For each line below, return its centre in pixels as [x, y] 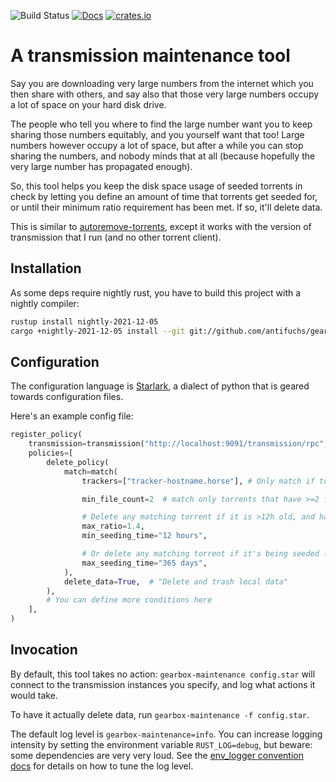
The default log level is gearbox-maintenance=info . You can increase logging [166, 734]
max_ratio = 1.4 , [113, 526]
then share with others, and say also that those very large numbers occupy [165, 94]
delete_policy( [78, 462]
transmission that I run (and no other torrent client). [116, 237]
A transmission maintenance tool [150, 56]
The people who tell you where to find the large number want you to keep [161, 124]
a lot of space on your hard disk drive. [88, 104]
